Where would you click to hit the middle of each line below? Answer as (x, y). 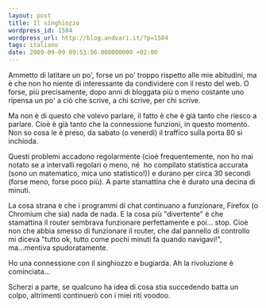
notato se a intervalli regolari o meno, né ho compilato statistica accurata (128, 165)
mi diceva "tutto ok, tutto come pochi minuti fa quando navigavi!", (115, 239)
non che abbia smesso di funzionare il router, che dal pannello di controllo (129, 231)
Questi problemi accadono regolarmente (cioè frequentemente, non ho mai (131, 156)
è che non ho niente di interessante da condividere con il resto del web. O (129, 83)
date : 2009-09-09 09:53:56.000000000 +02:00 (83, 52)
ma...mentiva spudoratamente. (58, 248)
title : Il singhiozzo (44, 23)
